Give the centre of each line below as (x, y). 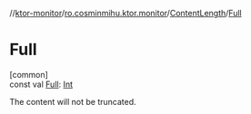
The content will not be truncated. (73, 101)
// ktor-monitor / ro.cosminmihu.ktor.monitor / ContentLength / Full (126, 13)
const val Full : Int (41, 84)
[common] (29, 74)
